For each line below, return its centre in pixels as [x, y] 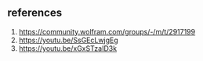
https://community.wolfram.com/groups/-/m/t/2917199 [107, 31]
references [35, 13]
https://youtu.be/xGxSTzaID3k [68, 48]
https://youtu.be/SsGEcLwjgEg [68, 40]
